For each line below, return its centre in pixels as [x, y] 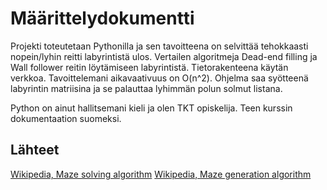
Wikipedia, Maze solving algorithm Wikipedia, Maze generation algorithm [161, 174]
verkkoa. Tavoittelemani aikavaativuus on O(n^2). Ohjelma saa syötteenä [159, 78]
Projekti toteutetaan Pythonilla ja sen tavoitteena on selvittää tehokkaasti [159, 46]
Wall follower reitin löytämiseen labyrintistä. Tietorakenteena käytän [149, 67]
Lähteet [35, 150]
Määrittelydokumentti [102, 18]
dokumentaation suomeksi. [66, 118]
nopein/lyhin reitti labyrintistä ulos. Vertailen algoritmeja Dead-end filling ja [164, 56]
